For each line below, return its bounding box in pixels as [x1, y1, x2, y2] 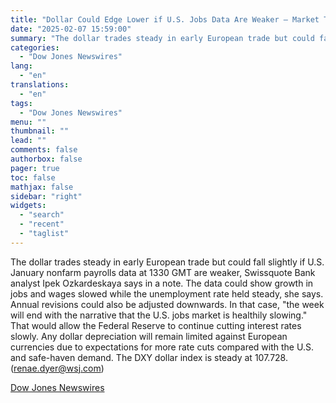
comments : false [10, 145, 78, 155]
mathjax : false [10, 182, 74, 192]
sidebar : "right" [10, 191, 83, 201]
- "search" [19, 210, 65, 220]
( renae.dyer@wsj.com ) [10, 362, 105, 374]
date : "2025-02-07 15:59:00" [10, 24, 132, 34]
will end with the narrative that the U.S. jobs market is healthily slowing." [10, 309, 308, 321]
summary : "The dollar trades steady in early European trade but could [10, 33, 315, 43]
